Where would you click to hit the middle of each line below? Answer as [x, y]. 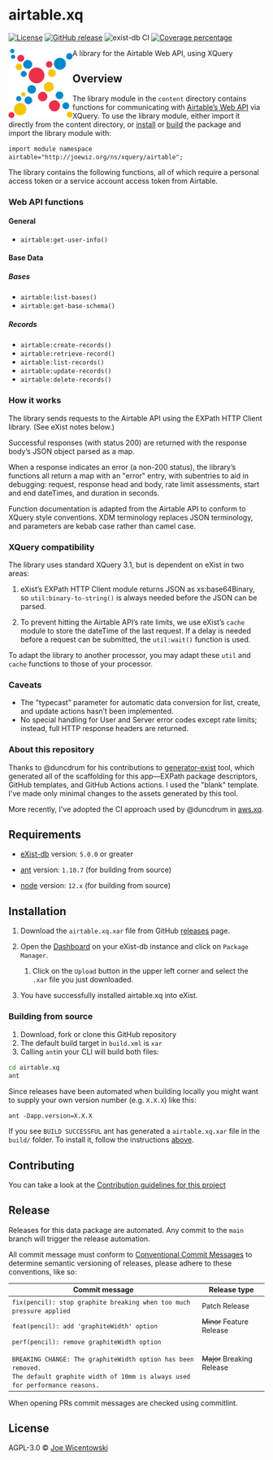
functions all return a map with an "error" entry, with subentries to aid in [129, 475]
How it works [35, 400]
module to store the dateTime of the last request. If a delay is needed [136, 631]
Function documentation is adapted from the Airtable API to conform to [127, 508]
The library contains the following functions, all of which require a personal [134, 172]
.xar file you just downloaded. [83, 980]
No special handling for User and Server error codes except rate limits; [139, 720]
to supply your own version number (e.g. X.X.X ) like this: [102, 1100]
